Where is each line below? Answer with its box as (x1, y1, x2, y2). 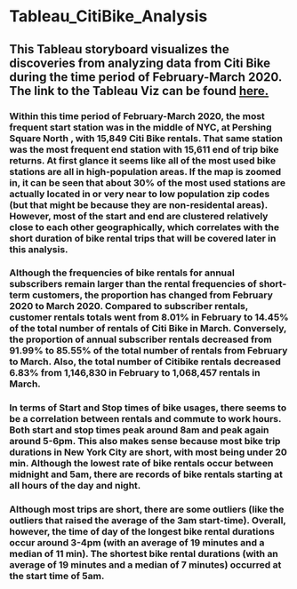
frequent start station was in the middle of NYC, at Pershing (9, 121, 273, 133)
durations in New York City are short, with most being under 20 (9, 446, 287, 458)
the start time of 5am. (9, 570, 105, 583)
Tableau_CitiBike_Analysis (9, 6, 208, 27)
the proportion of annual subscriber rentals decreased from (9, 333, 273, 346)
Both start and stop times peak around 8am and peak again (9, 424, 269, 436)
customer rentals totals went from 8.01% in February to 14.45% (9, 311, 289, 323)
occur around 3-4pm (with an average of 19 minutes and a (9, 537, 265, 549)
